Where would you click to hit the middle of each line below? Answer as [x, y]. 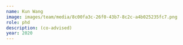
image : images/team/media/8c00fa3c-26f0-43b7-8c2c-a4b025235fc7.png [92, 17]
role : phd [18, 22]
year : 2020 [19, 33]
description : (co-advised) [39, 28]
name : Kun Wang [25, 11]
